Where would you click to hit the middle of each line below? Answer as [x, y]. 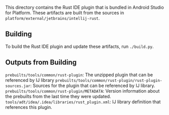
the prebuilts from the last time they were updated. [58, 96]
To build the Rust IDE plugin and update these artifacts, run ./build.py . [79, 46]
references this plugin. [29, 107]
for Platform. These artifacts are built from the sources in [65, 13]
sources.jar [18, 86]
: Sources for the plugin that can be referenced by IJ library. [93, 85]
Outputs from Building [41, 62]
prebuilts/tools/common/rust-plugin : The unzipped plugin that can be [79, 75]
